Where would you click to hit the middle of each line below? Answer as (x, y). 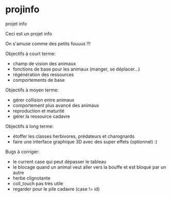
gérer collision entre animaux (43, 100)
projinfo (22, 10)
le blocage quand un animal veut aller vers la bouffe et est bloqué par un (89, 167)
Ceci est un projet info (29, 33)
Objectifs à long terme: (30, 126)
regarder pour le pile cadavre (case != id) (56, 189)
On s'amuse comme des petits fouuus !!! (48, 43)
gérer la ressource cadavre (41, 116)
